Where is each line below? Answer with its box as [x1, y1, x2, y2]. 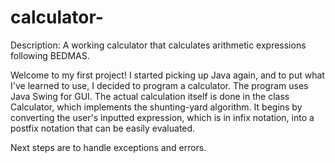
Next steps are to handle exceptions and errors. [10, 141, 207, 153]
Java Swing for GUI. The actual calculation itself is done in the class [10, 90, 290, 102]
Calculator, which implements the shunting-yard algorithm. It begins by [10, 101, 303, 113]
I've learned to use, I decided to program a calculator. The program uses [10, 79, 309, 91]
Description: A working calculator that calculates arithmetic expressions [10, 39, 307, 51]
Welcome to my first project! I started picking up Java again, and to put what [10, 69, 325, 81]
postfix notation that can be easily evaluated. [10, 122, 196, 134]
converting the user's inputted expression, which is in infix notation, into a [10, 111, 315, 123]
